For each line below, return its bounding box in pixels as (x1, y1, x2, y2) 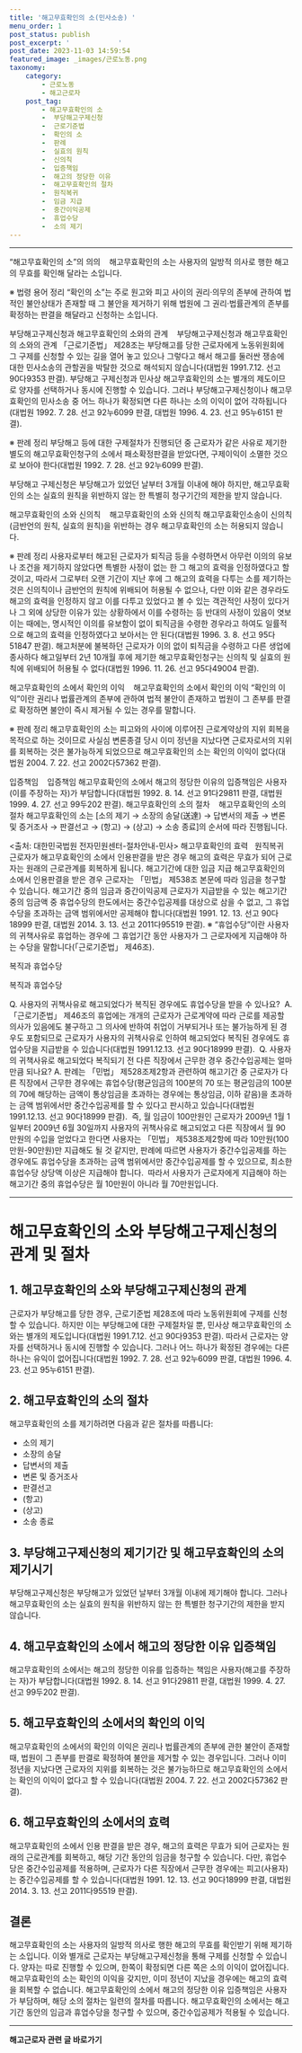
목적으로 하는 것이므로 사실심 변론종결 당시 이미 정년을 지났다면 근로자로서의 (9, 734, 276, 746)
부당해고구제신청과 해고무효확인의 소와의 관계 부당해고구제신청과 (9, 328, 243, 339)
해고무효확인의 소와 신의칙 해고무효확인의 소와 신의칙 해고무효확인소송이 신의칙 (9, 509, 293, 519)
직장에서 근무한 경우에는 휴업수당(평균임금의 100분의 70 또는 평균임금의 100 (18, 1077, 286, 1088)
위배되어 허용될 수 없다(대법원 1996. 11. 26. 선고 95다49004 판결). (25, 662, 260, 674)
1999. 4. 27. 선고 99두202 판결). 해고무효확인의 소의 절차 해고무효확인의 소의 (9, 799, 287, 810)
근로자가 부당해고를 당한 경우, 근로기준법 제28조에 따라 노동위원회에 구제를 (9, 1308, 271, 1319)
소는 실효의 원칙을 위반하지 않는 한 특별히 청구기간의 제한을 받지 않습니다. (25, 490, 283, 500)
